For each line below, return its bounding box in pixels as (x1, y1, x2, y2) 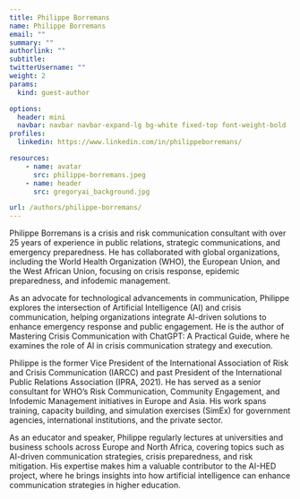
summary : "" (9, 38, 54, 47)
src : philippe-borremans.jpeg (32, 170, 146, 179)
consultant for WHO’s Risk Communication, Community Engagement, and (9, 386, 280, 397)
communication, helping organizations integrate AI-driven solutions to (9, 312, 267, 323)
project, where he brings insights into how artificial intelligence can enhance (9, 470, 291, 481)
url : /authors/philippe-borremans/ (9, 203, 142, 212)
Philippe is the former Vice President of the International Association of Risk (9, 357, 289, 368)
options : (9, 104, 42, 113)
